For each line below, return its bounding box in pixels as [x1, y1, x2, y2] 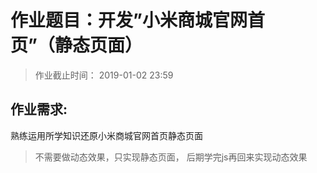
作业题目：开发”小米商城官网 [10, 9, 248, 32]
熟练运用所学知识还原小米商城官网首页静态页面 [10, 129, 203, 141]
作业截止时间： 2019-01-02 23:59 [34, 69, 174, 81]
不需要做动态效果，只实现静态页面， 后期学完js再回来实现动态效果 [34, 151, 308, 163]
